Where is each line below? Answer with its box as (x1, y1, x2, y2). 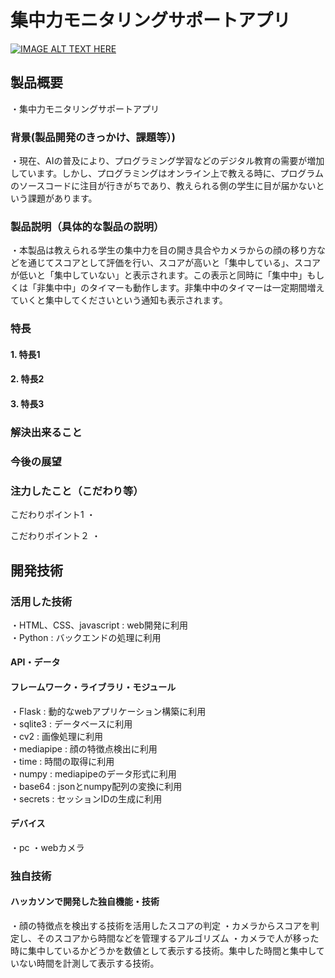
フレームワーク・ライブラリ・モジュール (10, 681, 177, 693)
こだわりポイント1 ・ (10, 509, 96, 521)
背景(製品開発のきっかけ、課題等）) (10, 130, 176, 144)
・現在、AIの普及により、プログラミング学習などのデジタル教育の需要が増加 (10, 155, 325, 167)
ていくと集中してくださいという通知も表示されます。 (10, 294, 228, 306)
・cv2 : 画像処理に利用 (10, 730, 104, 742)
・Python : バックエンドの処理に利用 (10, 631, 162, 643)
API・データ (10, 656, 61, 668)
